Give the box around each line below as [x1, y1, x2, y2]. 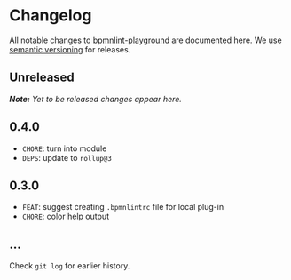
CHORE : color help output [21, 211, 109, 222]
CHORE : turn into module [21, 143, 107, 154]
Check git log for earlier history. [9, 260, 130, 271]
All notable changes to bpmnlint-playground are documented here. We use [9, 35, 282, 45]
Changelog [9, 5, 92, 26]
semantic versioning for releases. [9, 44, 131, 54]
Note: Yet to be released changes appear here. [9, 93, 182, 104]
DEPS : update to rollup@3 [21, 152, 113, 163]
